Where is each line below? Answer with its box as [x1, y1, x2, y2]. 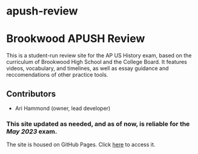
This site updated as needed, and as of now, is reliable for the [6, 120, 190, 128]
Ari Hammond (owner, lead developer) [15, 104, 111, 112]
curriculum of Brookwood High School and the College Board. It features [6, 59, 188, 66]
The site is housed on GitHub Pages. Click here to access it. [6, 141, 156, 149]
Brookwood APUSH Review [6, 32, 145, 46]
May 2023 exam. [6, 127, 58, 135]
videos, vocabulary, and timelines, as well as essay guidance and [6, 65, 169, 72]
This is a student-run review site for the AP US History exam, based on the [6, 52, 192, 59]
